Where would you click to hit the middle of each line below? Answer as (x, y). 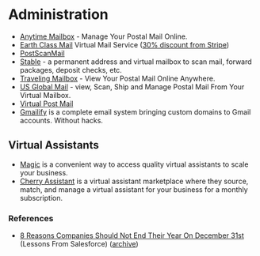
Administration (58, 15)
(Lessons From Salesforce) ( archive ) (79, 244)
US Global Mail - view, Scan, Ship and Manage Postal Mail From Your (132, 87)
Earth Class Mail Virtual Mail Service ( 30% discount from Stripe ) (124, 44)
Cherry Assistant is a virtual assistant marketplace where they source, (134, 181)
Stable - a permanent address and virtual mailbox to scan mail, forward (136, 62)
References (31, 218)
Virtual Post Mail (46, 104)
